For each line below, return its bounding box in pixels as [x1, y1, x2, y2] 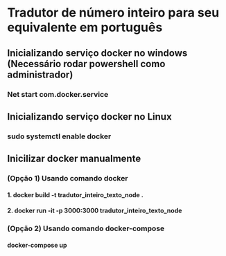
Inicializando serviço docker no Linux [7, 111, 172, 122]
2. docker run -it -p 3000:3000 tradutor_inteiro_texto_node [7, 206, 182, 215]
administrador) [7, 68, 73, 80]
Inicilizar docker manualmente [7, 153, 141, 165]
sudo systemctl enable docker [7, 131, 112, 141]
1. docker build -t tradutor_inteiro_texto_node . [7, 190, 144, 199]
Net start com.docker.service [7, 89, 109, 99]
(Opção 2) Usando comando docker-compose [7, 223, 165, 233]
